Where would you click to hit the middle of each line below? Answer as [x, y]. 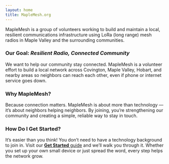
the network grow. [24, 156]
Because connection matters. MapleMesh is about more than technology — [84, 105]
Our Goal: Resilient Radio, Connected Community [67, 53]
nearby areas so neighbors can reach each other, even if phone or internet [83, 75]
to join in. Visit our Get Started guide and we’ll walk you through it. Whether [84, 145]
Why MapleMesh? [28, 94]
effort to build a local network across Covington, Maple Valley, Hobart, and [83, 70]
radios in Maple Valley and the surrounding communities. [65, 40]
